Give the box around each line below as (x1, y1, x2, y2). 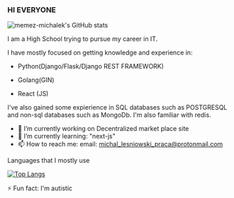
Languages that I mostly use (7, 156, 90, 165)
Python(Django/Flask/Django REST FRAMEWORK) (17, 62, 165, 71)
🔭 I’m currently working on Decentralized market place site (17, 124, 189, 133)
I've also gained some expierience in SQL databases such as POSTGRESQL (7, 103, 228, 112)
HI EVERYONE (7, 5, 57, 15)
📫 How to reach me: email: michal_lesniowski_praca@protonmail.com (17, 140, 223, 148)
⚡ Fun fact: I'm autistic (7, 184, 73, 192)
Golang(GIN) (17, 76, 55, 84)
